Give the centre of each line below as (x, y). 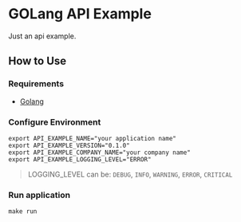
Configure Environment (55, 122)
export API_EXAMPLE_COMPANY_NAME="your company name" (100, 153)
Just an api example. (42, 36)
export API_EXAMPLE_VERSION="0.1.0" (69, 145)
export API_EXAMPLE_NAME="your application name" (93, 138)
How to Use (38, 61)
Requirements (36, 84)
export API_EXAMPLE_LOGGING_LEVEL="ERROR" (80, 159)
